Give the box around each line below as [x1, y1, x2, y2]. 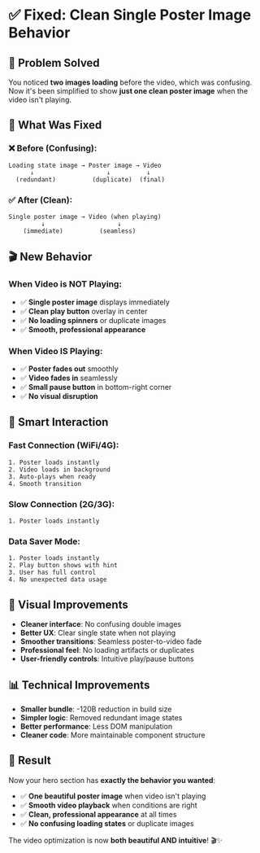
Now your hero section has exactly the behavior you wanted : [8, 775, 216, 785]
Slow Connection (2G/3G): [8, 498, 115, 510]
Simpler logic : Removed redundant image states [19, 712, 183, 722]
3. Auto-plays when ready [8, 472, 96, 481]
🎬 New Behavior [8, 250, 93, 264]
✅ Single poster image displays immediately [19, 297, 171, 307]
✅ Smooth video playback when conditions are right [19, 800, 197, 810]
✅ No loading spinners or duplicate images [19, 315, 167, 325]
